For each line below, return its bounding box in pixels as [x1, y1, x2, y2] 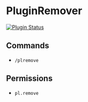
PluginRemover [6, 4, 83, 18]
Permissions [6, 74, 53, 84]
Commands [6, 41, 50, 51]
